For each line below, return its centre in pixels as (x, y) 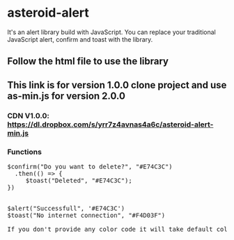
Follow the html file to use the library (88, 62)
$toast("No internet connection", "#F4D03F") (86, 215)
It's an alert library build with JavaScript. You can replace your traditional (111, 32)
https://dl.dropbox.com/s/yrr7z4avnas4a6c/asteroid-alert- (110, 125)
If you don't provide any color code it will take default (110, 229)
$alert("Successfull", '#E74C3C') (66, 208)
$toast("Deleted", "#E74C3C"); (79, 180)
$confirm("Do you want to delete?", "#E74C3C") (90, 166)
